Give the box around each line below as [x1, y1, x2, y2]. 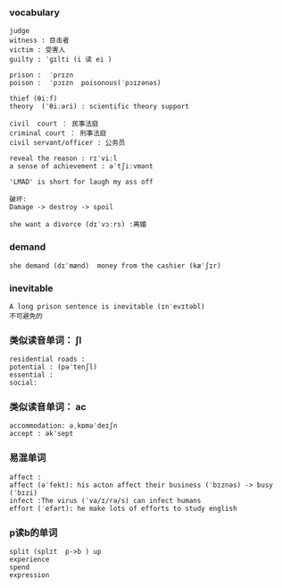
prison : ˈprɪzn [9, 71, 74, 80]
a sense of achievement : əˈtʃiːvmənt [9, 162, 153, 171]
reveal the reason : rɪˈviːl [9, 154, 118, 163]
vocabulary [9, 6, 61, 19]
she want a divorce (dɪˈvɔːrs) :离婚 [9, 220, 147, 229]
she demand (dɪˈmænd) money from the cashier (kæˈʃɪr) [9, 261, 221, 270]
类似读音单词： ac [9, 401, 87, 413]
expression [9, 571, 50, 580]
